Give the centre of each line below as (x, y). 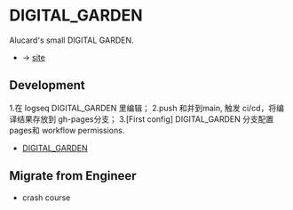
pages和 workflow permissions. (67, 130)
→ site (34, 57)
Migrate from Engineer (73, 176)
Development (48, 85)
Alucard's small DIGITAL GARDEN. (72, 40)
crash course (46, 198)
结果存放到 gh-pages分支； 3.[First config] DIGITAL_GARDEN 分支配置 (145, 119)
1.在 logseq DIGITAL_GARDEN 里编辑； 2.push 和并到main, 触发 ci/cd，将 (143, 108)
